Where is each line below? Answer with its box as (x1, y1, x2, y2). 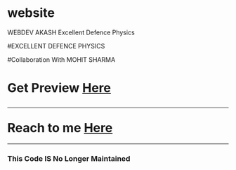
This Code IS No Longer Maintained (7, 153, 131, 163)
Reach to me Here (7, 120, 113, 136)
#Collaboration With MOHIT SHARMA (7, 55, 116, 64)
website (7, 5, 55, 21)
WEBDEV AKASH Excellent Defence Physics (7, 28, 135, 37)
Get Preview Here (7, 80, 111, 96)
